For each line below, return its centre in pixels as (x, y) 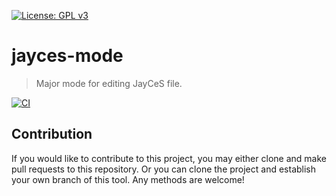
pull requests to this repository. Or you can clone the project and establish (164, 169)
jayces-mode (67, 56)
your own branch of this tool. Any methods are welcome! (128, 179)
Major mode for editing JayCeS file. (109, 83)
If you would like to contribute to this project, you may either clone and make (169, 158)
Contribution (52, 134)
